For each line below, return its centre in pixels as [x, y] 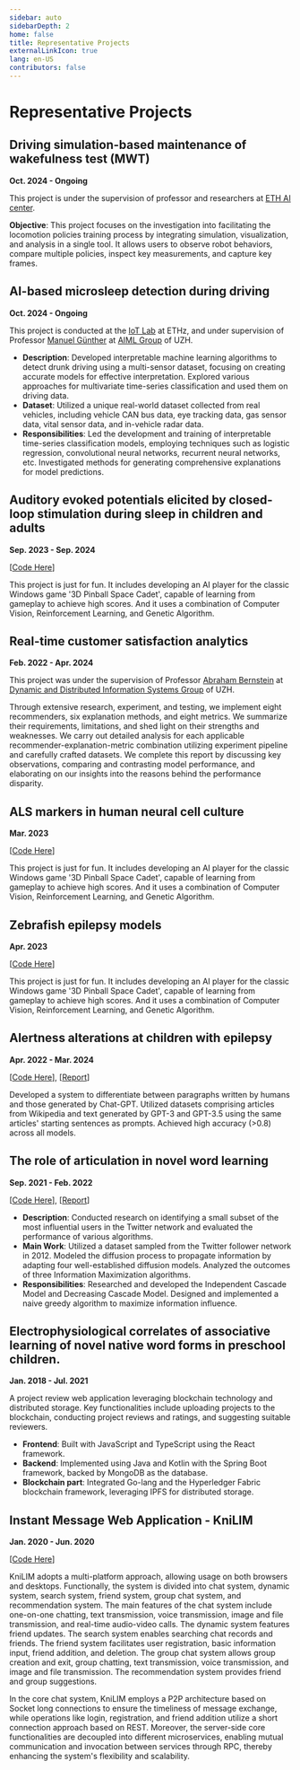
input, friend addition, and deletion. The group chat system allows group [142, 1653]
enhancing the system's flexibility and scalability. [100, 1757]
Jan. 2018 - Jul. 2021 [49, 1381]
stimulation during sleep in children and [150, 514]
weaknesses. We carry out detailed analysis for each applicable [127, 736]
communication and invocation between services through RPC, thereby [141, 1747]
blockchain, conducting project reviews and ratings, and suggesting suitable [150, 1417]
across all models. [43, 1133]
